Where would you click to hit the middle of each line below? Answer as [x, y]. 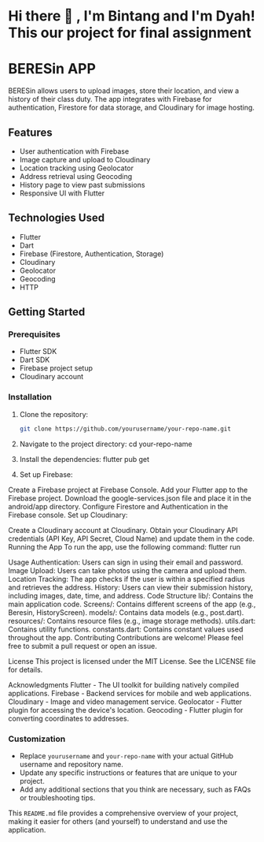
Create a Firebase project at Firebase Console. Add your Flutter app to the [128, 490]
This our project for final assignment [130, 33]
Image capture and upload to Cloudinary [85, 159]
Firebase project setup [56, 368]
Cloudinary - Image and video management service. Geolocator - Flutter [125, 702]
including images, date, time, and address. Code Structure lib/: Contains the [131, 595]
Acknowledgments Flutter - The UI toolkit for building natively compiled [124, 684]
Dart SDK [35, 360]
